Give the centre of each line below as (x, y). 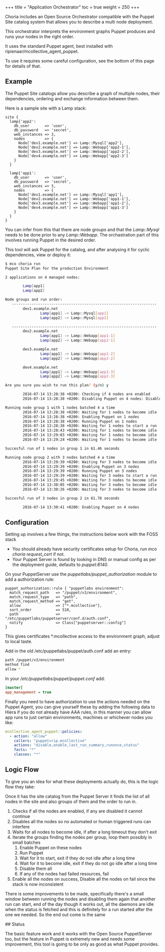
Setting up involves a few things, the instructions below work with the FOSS (82, 534)
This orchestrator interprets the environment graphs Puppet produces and (80, 31)
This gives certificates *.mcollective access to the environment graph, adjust (82, 636)
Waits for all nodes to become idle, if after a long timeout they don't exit (84, 832)
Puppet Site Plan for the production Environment (57, 268)
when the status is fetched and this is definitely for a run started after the (79, 909)
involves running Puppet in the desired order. (51, 240)
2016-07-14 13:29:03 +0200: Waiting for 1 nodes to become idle (90, 435)
